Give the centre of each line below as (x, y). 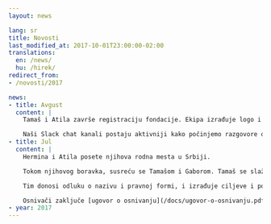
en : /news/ (34, 60)
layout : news (30, 16)
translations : (32, 53)
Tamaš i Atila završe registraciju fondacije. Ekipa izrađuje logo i (142, 120)
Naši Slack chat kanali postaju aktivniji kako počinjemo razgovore (140, 135)
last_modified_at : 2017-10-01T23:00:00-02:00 (86, 45)
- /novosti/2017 (35, 83)
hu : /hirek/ (36, 68)
